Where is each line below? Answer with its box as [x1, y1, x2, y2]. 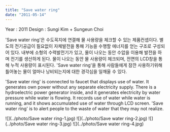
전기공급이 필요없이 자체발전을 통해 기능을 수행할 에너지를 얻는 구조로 [14, 43, 152, 49]
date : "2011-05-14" [5, 12, 47, 17]
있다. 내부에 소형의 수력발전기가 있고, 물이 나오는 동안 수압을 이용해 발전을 [10, 49, 157, 55]
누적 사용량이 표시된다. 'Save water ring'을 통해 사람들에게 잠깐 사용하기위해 [10, 62, 162, 68]
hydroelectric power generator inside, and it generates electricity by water [5, 89, 161, 95]
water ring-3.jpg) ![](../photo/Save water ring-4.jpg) [36, 120, 144, 127]
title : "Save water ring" [5, 7, 60, 13]
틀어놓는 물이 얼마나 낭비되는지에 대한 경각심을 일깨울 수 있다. [5, 68, 127, 74]
